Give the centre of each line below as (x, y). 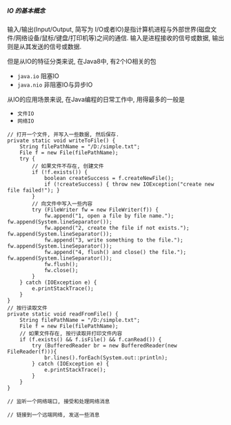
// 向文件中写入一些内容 (62, 204)
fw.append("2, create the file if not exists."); (117, 228)
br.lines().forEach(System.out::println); (106, 358)
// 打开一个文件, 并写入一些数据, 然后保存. (63, 134)
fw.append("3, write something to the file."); (114, 240)
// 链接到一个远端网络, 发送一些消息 (53, 415)
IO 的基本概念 (27, 10)
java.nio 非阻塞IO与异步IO (55, 84)
